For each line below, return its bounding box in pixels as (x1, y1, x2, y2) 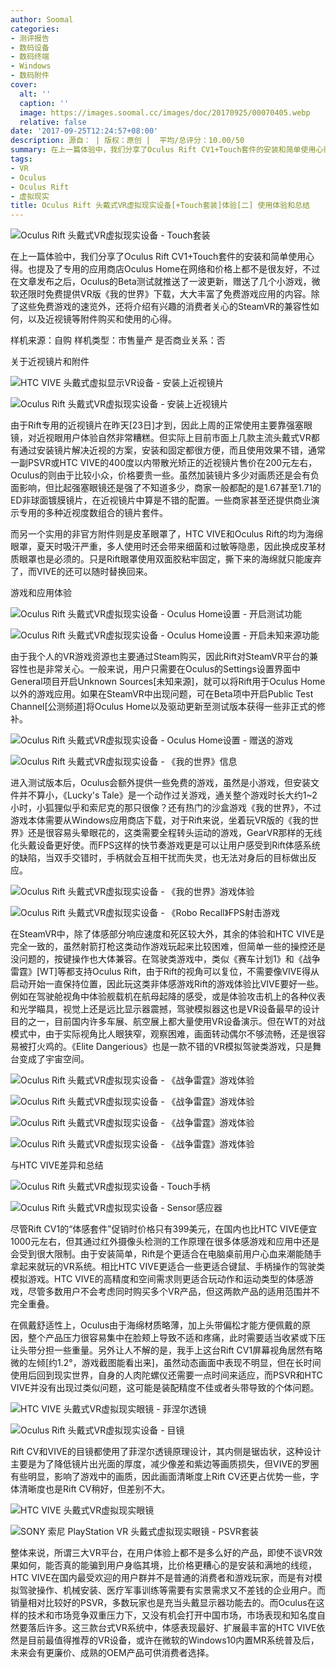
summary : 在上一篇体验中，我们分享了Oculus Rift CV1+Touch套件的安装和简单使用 (10, 145, 317, 155)
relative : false (19, 117, 87, 127)
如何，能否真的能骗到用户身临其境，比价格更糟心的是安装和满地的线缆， (18, 1559, 317, 1571)
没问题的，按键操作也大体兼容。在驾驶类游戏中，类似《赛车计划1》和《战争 (10, 953, 321, 965)
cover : (10, 80, 38, 90)
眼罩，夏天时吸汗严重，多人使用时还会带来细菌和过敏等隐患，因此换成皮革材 (10, 541, 326, 553)
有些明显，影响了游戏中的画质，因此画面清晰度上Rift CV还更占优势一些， (10, 1471, 311, 1483)
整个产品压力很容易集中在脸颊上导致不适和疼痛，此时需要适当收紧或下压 (27, 1332, 326, 1344)
